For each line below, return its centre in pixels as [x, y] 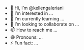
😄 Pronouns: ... [26, 37]
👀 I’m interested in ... [32, 13]
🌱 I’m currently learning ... [37, 19]
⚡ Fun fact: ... [24, 43]
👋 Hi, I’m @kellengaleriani [37, 8]
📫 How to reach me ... [34, 30]
